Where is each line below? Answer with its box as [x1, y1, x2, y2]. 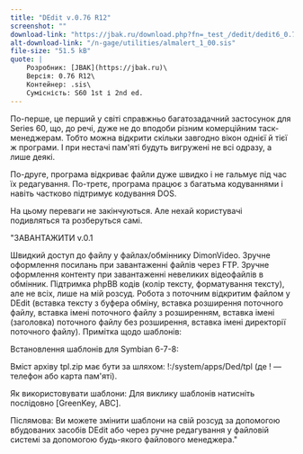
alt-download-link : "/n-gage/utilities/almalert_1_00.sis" [10, 38, 236, 48]
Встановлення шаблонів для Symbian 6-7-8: [10, 343, 179, 354]
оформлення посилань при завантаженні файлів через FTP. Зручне [10, 259, 270, 270]
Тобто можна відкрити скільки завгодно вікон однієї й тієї [65, 132, 288, 143]
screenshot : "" [10, 22, 67, 31]
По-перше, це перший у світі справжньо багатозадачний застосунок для [10, 113, 291, 124]
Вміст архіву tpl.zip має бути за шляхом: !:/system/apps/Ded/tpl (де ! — [10, 361, 282, 371]
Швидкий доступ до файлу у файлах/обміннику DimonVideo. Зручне [10, 249, 271, 261]
